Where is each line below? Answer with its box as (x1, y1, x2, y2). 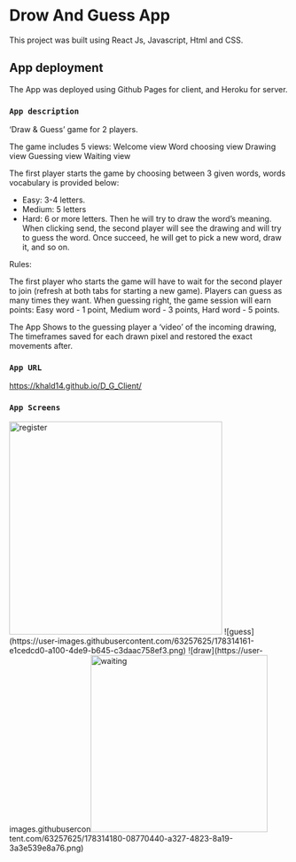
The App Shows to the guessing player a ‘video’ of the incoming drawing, (9, 321, 277, 333)
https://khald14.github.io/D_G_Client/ (9, 381, 142, 391)
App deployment (9, 60, 104, 75)
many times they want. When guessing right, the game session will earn (9, 295, 272, 306)
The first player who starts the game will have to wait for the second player (9, 276, 283, 287)
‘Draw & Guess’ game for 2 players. (9, 124, 139, 135)
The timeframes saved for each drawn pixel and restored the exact (9, 331, 253, 342)
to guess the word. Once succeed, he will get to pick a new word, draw (21, 233, 282, 243)
